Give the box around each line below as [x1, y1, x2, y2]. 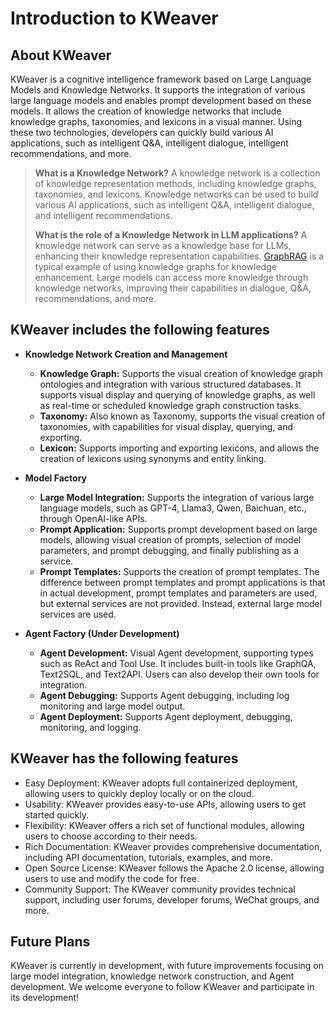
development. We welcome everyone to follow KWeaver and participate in [10, 981, 315, 993]
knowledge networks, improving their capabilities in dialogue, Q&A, [34, 282, 312, 294]
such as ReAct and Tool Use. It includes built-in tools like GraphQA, [39, 657, 317, 669]
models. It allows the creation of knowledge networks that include [10, 105, 282, 117]
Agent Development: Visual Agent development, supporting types [39, 647, 314, 659]
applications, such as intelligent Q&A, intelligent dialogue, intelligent [10, 137, 289, 149]
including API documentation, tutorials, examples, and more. [24, 851, 273, 863]
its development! [10, 992, 80, 1004]
